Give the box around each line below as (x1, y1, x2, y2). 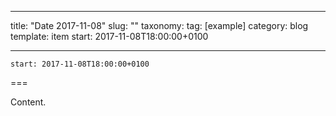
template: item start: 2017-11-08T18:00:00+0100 (10, 31, 209, 42)
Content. (10, 96, 47, 108)
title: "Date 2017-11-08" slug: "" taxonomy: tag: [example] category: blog (10, 20, 309, 31)
